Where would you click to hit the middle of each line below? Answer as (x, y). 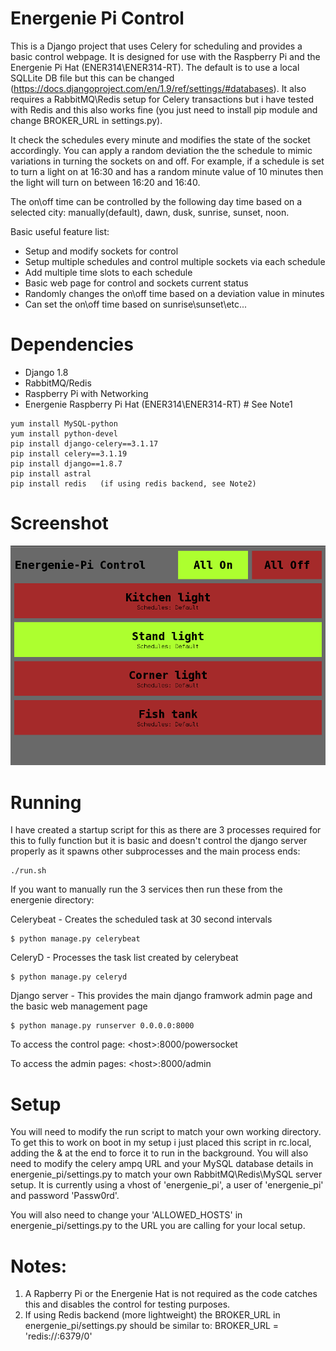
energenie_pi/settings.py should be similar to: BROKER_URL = (152, 1326)
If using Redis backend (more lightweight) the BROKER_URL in (152, 1315)
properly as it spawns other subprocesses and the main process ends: (155, 851)
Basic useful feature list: (60, 231)
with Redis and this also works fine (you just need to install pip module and (164, 109)
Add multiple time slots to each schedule (108, 272)
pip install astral (51, 473)
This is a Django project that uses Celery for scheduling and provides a (156, 46)
